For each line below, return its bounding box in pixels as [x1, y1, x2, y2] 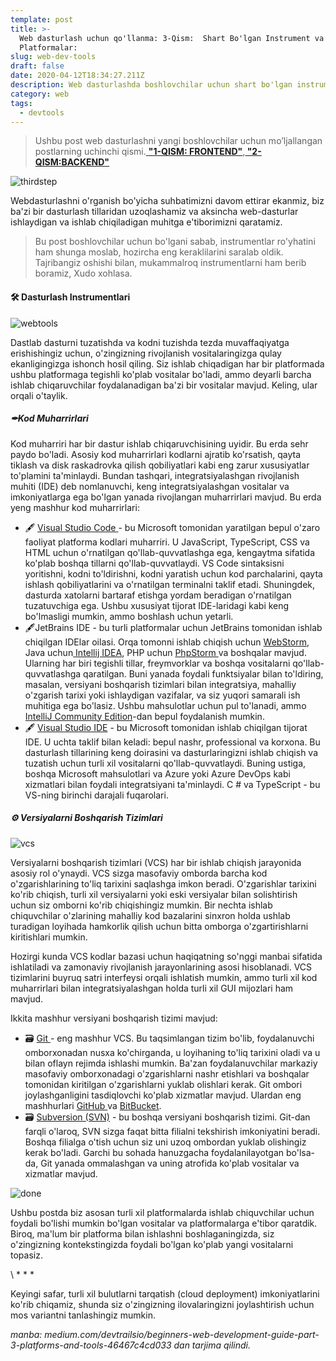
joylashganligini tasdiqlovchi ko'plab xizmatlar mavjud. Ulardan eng [24, 1089, 302, 1101]
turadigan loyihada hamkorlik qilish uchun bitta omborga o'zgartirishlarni [10, 920, 309, 932]
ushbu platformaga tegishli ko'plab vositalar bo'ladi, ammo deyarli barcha [10, 368, 312, 380]
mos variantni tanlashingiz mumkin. [10, 1309, 156, 1321]
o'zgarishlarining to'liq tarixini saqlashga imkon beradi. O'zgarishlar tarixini [10, 877, 317, 890]
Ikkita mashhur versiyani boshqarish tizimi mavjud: [10, 1012, 218, 1024]
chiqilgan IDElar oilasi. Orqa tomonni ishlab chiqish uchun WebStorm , [24, 636, 310, 648]
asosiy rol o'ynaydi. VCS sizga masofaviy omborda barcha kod [10, 867, 268, 879]
